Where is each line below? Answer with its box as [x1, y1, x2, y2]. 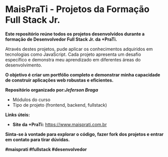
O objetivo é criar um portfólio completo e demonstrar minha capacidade [5, 71, 160, 77]
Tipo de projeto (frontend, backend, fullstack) [12, 102, 107, 108]
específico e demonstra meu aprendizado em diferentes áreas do [5, 56, 141, 62]
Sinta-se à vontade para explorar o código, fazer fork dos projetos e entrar [5, 131, 164, 137]
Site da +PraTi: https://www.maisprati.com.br [12, 121, 107, 127]
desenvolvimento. [5, 62, 42, 68]
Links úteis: [5, 112, 30, 118]
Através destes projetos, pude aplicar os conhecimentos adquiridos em [5, 46, 153, 52]
